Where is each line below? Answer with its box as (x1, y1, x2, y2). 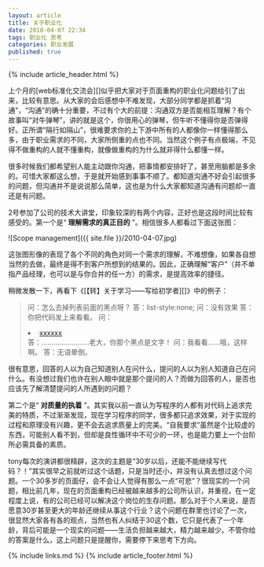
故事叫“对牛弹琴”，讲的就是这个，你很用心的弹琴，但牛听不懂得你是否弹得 (8, 116, 249, 124)
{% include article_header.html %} (8, 70, 119, 79)
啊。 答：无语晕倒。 (27, 348, 92, 356)
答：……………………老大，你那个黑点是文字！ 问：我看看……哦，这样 (27, 337, 247, 347)
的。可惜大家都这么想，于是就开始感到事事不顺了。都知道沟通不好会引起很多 (8, 171, 256, 181)
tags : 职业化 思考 (8, 33, 63, 42)
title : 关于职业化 (8, 19, 63, 27)
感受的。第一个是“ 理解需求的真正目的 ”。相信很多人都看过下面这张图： (8, 218, 239, 226)
